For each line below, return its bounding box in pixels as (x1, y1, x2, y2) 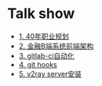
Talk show (7, 5, 75, 23)
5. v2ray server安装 (18, 69, 82, 78)
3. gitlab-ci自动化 (18, 51, 75, 60)
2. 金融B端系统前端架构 (18, 41, 94, 51)
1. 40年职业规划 (18, 31, 70, 41)
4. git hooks (18, 59, 57, 69)
